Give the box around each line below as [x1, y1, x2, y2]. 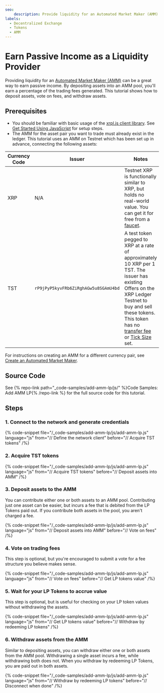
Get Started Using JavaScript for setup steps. [12, 125, 104, 131]
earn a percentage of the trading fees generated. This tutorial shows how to [5, 87, 158, 93]
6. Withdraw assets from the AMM [5, 636, 88, 643]
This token [124, 315, 149, 322]
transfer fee [124, 327, 151, 334]
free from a [124, 216, 150, 222]
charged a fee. [5, 513, 35, 519]
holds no [124, 191, 144, 198]
